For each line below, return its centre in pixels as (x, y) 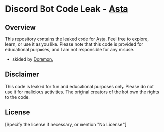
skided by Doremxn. (33, 59)
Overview (20, 27)
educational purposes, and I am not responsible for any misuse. (70, 49)
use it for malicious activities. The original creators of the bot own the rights (82, 92)
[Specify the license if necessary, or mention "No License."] (66, 124)
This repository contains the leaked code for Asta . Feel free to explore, (77, 39)
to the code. (17, 97)
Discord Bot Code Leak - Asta (67, 9)
